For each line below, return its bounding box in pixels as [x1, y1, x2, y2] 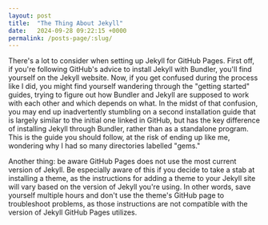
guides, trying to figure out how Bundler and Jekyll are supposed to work [8, 90, 250, 100]
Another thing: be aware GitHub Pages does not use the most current [8, 157, 237, 167]
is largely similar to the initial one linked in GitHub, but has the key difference [8, 115, 260, 125]
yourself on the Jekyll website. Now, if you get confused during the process [8, 73, 258, 82]
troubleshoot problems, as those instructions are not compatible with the [8, 199, 248, 209]
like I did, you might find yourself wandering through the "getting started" [8, 82, 250, 91]
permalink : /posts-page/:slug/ [8, 34, 113, 42]
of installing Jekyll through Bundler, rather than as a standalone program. [8, 124, 250, 134]
